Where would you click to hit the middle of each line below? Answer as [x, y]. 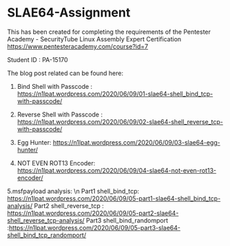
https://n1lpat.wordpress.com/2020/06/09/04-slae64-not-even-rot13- [117, 170]
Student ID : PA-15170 [38, 59]
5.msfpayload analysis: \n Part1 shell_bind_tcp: [73, 191]
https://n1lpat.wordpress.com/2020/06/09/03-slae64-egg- [136, 142]
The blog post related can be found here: [65, 73]
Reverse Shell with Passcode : [60, 114]
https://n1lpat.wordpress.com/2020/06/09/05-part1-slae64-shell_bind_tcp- [114, 198]
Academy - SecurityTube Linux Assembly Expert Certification [94, 39]
